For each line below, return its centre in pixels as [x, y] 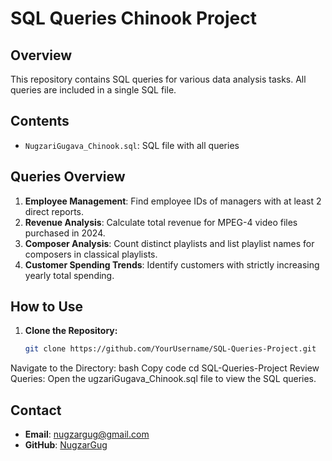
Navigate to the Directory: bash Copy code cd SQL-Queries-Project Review [165, 368]
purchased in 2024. [65, 233]
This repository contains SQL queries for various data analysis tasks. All [158, 79]
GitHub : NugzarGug [66, 445]
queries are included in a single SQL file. [93, 90]
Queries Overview [68, 177]
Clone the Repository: [71, 331]
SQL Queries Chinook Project [133, 18]
